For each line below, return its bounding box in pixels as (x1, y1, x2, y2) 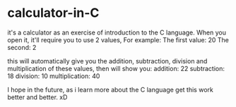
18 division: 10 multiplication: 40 (7, 72, 100, 80)
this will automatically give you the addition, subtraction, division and (7, 56, 208, 65)
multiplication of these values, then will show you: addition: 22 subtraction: (7, 64, 225, 73)
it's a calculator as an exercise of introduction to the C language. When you (7, 28, 226, 37)
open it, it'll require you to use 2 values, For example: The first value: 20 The (7, 35, 230, 44)
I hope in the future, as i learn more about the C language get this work (7, 85, 213, 94)
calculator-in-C (7, 5, 100, 21)
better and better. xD (7, 93, 68, 101)
